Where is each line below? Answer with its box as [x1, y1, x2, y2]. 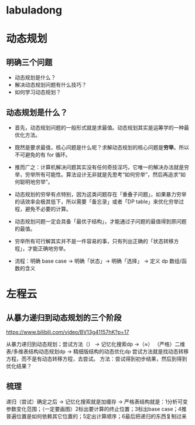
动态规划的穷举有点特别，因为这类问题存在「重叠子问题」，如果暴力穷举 [14, 191, 187, 198]
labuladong [6, 4, 63, 17]
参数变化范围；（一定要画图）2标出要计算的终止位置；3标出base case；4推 [6, 405, 187, 412]
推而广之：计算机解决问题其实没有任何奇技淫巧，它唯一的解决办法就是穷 [14, 164, 189, 171]
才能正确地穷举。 [27, 245, 69, 252]
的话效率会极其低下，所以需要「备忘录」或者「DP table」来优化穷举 [14, 198, 179, 205]
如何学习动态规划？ [14, 89, 61, 96]
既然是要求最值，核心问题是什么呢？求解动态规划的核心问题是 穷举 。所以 [14, 144, 189, 151]
